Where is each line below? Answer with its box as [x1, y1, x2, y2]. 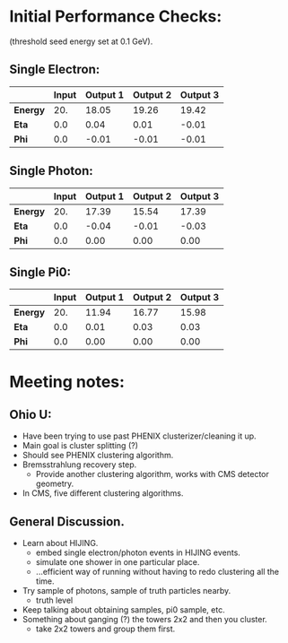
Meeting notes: [9, 371, 126, 392]
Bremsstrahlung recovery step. [22, 459, 137, 470]
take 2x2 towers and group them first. [35, 623, 176, 634]
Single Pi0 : [9, 265, 72, 280]
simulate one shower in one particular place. [35, 557, 200, 568]
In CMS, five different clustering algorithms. [22, 488, 184, 499]
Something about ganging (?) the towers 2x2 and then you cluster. [22, 614, 267, 625]
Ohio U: [9, 406, 52, 422]
